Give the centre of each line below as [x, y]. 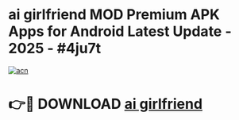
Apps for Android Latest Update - [120, 31]
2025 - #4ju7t [55, 48]
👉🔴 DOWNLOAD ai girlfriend [106, 104]
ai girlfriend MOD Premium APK [114, 15]
